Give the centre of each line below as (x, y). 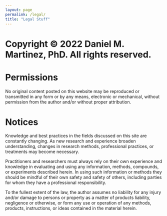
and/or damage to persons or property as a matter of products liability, (78, 197)
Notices (22, 122)
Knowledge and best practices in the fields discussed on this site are (76, 136)
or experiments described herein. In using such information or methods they (84, 172)
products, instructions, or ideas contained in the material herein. (71, 208)
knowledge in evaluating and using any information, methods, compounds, (82, 167)
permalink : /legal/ (25, 14)
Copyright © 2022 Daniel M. (65, 44)
